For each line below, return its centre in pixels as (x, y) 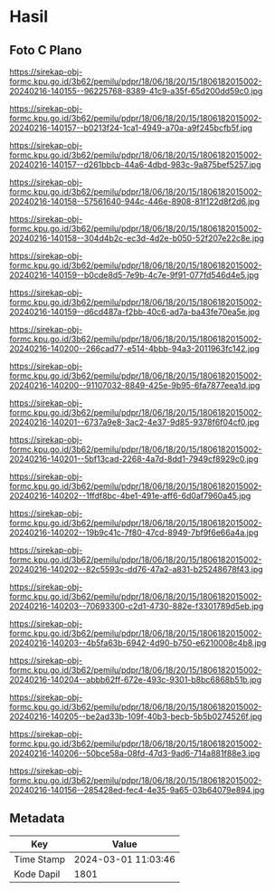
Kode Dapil (37, 874)
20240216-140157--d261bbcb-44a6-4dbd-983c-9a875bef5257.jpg (135, 164)
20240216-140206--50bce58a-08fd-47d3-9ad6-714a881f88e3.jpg (135, 753)
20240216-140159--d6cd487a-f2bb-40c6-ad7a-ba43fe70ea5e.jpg (135, 312)
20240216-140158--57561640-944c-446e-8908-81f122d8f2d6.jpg (135, 201)
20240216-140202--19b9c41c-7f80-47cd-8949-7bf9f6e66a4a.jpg (134, 532)
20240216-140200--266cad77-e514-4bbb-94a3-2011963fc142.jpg (135, 349)
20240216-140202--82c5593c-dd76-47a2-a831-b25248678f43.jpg (137, 569)
